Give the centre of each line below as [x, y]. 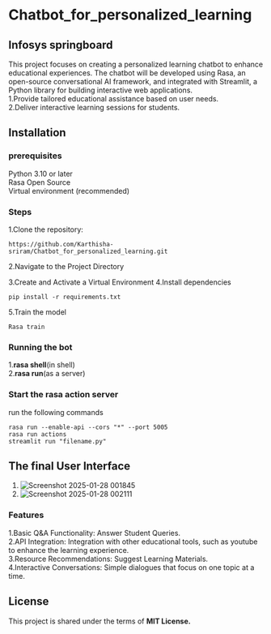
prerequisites [35, 156]
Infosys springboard [61, 45]
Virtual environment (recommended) [69, 191]
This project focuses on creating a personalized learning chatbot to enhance [136, 64]
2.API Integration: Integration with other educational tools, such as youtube [133, 542]
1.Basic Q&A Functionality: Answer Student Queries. [94, 533]
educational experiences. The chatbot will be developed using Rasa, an [127, 73]
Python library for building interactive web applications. [100, 90]
